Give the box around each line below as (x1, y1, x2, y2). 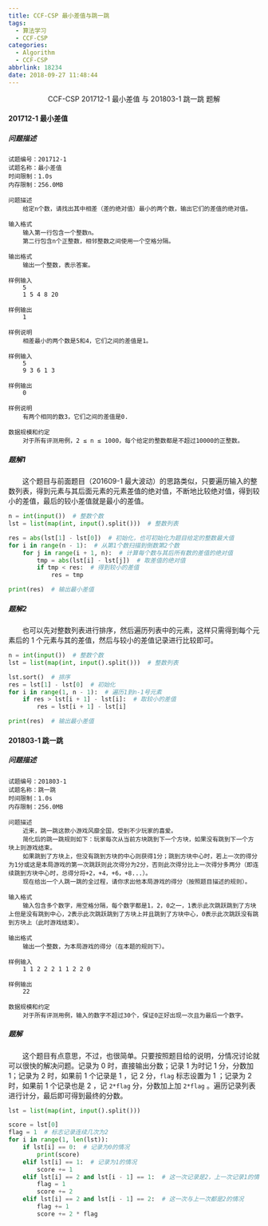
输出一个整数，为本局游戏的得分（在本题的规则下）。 (22, 943, 168, 951)
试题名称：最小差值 (8, 164, 62, 172)
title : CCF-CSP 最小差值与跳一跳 (8, 11, 110, 20)
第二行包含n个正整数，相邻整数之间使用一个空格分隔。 (22, 237, 175, 246)
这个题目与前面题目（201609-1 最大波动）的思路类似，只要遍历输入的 (22, 477, 251, 486)
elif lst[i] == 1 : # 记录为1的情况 (22, 1158, 137, 1166)
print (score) (37, 1150, 81, 1158)
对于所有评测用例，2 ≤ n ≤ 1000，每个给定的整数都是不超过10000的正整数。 (22, 437, 244, 445)
